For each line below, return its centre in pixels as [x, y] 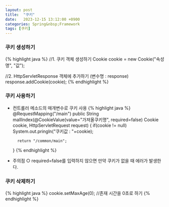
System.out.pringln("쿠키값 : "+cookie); [53, 131]
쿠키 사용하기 [20, 96]
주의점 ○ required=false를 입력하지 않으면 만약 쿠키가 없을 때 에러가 [80, 161]
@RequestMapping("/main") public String [56, 114]
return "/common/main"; [42, 141]
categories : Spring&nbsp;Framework [43, 24]
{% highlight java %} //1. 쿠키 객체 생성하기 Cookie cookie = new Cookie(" [81, 59]
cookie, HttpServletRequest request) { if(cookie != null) [70, 125]
